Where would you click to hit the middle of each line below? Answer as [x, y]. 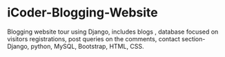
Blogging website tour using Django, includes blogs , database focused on [113, 32]
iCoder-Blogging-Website [83, 13]
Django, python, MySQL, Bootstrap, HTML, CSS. [76, 46]
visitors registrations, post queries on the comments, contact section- [106, 38]
